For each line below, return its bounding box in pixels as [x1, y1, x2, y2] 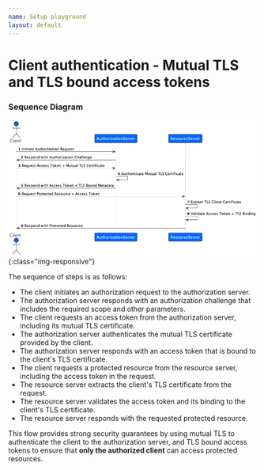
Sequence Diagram [8, 101, 84, 112]
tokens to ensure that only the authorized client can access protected [8, 445, 238, 455]
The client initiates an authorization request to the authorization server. [19, 287, 251, 297]
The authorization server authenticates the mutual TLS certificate [19, 329, 233, 339]
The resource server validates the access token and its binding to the [19, 396, 246, 407]
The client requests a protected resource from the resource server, [19, 363, 238, 373]
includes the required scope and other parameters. [19, 305, 186, 314]
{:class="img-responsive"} [8, 257, 96, 267]
